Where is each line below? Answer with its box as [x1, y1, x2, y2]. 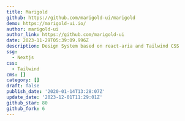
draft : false [6, 83, 40, 89]
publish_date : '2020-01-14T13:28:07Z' [6, 89, 105, 95]
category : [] [6, 77, 40, 83]
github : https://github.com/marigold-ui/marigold [6, 15, 136, 21]
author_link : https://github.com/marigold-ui [6, 32, 124, 38]
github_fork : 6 [6, 105, 45, 112]
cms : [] [6, 71, 26, 78]
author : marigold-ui [6, 26, 59, 32]
